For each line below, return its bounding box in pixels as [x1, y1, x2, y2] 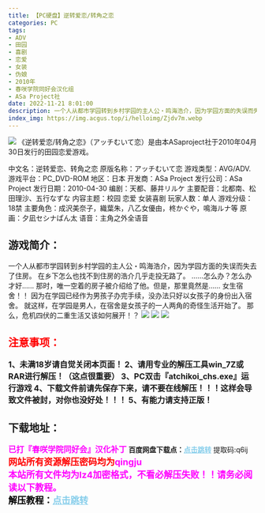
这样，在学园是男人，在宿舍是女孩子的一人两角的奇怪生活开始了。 [30, 300, 245, 310]
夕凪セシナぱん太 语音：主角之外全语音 [21, 213, 148, 222]
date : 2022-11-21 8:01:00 [8, 100, 93, 108]
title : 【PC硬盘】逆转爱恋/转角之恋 [8, 11, 114, 20]
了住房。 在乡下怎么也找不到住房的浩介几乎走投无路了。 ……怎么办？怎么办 [8, 270, 252, 281]
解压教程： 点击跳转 [8, 495, 88, 507]
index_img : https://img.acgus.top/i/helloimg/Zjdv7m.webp [8, 115, 203, 123]
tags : [8, 26, 26, 34]
